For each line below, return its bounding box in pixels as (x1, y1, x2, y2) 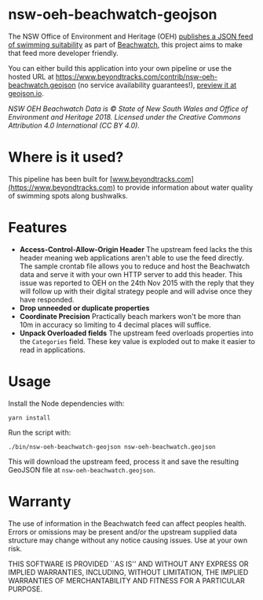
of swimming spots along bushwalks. (8, 191, 128, 200)
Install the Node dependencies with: (8, 398, 125, 408)
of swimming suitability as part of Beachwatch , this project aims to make (8, 39, 243, 49)
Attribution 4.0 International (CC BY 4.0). (8, 120, 140, 130)
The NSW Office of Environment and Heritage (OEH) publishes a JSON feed (8, 31, 254, 41)
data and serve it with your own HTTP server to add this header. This (19, 269, 243, 279)
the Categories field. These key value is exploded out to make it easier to (19, 336, 255, 346)
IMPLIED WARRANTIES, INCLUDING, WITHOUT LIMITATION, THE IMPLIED (8, 567, 249, 576)
